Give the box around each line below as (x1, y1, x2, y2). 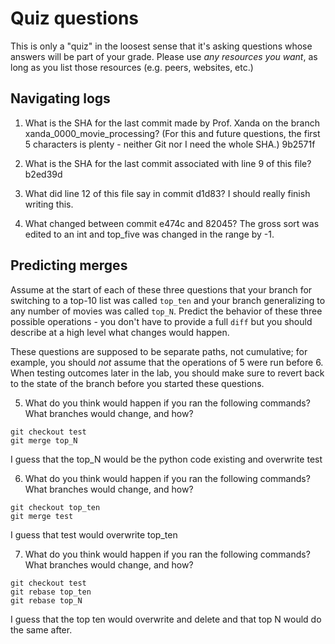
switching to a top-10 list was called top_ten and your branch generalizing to (10, 294, 326, 306)
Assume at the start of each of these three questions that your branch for (10, 283, 313, 296)
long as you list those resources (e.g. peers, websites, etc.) (10, 61, 254, 73)
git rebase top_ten (10, 587, 92, 597)
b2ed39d (24, 168, 63, 180)
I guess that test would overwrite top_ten (10, 528, 178, 541)
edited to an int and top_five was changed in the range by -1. (24, 228, 275, 240)
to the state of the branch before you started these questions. (10, 377, 265, 389)
